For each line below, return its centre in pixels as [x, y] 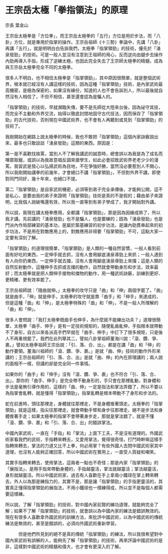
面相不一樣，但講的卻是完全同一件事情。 [51, 363]
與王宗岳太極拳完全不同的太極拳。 [40, 67]
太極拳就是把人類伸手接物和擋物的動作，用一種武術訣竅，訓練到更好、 [90, 273]
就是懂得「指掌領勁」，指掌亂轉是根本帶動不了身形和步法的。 [98, 393]
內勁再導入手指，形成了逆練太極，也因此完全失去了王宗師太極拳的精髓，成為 [84, 61]
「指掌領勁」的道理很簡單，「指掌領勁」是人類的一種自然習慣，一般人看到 [81, 248]
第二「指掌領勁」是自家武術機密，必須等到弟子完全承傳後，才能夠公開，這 [82, 189]
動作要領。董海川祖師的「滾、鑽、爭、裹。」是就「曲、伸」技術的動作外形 [81, 351]
